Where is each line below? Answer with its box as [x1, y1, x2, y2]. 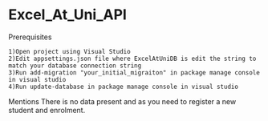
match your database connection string [8, 62, 142, 70]
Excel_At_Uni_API [8, 6, 127, 24]
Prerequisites [8, 32, 52, 42]
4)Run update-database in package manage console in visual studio [8, 83, 239, 91]
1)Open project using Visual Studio [8, 47, 131, 55]
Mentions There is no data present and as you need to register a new [8, 96, 237, 106]
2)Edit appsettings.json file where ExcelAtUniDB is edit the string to [8, 54, 257, 63]
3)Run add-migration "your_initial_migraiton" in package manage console [8, 68, 261, 77]
